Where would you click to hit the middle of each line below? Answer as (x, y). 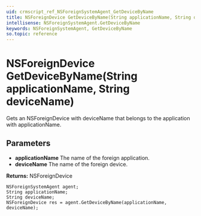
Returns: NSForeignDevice (39, 176)
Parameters (28, 143)
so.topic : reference (32, 34)
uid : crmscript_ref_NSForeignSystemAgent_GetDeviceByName (80, 12)
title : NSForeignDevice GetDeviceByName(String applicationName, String (99, 17)
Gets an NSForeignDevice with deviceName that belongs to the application (98, 118)
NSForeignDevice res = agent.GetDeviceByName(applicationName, (87, 202)
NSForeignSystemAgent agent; (42, 187)
